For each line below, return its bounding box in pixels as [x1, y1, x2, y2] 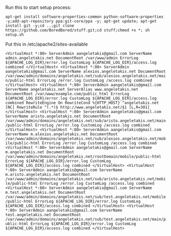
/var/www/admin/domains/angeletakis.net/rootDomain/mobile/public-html [5, 154, 161, 159]
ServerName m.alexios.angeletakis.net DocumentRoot [5, 132, 118, 137]
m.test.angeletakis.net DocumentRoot [5, 190, 86, 195]
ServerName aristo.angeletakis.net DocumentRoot [5, 114, 111, 119]
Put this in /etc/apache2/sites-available [5, 41, 88, 47]
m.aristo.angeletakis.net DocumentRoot [5, 172, 91, 177]
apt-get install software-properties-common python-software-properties [5, 14, 164, 19]
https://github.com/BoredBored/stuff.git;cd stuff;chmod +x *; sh [5, 28, 150, 33]
